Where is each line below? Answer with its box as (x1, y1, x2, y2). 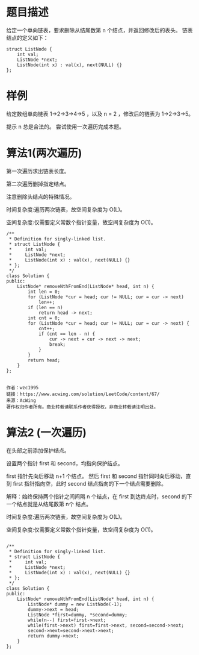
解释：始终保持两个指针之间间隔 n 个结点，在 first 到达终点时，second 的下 (6, 492, 192, 500)
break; (49, 341, 66, 347)
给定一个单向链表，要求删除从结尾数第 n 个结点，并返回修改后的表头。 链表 (6, 27, 194, 34)
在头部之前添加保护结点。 (6, 447, 70, 454)
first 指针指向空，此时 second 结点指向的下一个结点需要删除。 (13, 480, 167, 487)
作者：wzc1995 (6, 384, 39, 390)
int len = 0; (28, 289, 61, 295)
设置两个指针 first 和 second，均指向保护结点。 (6, 459, 123, 467)
